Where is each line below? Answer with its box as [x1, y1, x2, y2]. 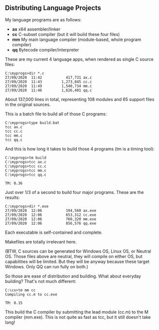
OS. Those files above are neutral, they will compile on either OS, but [5, 253, 143, 259]
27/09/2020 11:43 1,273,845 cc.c [5, 79, 92, 84]
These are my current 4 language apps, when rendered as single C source [5, 56, 154, 62]
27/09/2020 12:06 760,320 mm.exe [5, 216, 96, 222]
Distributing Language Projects [5, 4, 101, 12]
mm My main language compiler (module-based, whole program [12, 36, 142, 42]
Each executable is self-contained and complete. [5, 229, 103, 235]
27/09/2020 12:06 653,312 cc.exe [5, 212, 96, 217]
